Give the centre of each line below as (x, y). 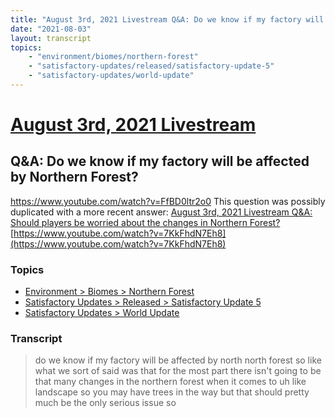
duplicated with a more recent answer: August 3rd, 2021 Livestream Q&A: (161, 212)
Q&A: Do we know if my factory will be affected (160, 161)
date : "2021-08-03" (51, 29)
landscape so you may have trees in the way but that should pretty (172, 392)
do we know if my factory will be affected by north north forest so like (178, 360)
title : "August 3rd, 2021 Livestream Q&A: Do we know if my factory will (167, 19)
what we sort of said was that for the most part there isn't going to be (178, 371)
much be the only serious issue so (105, 403)
